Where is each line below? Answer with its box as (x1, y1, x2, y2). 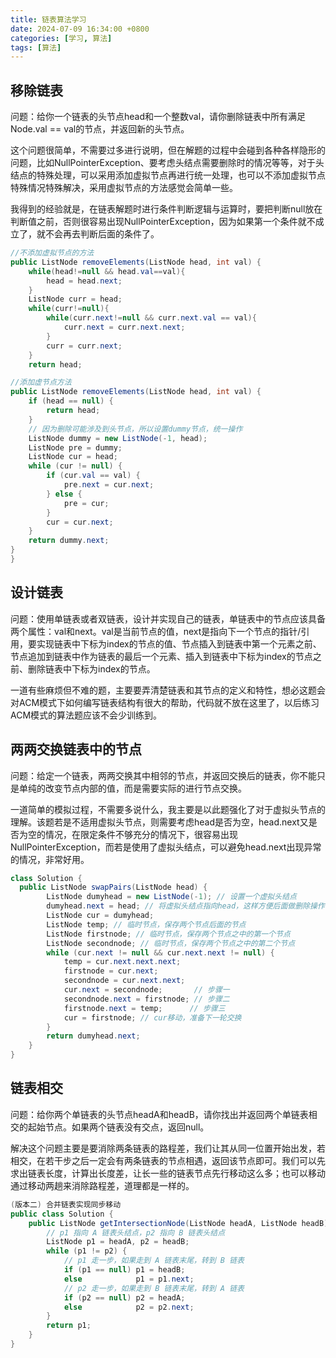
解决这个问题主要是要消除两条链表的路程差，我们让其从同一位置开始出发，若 (10, 1142, 326, 1154)
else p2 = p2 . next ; (63, 1302, 195, 1312)
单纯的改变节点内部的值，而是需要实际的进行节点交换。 (18, 782, 247, 794)
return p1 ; (46, 1321, 92, 1331)
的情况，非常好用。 (10, 853, 90, 865)
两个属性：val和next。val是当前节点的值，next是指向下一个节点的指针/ (10, 625, 302, 637)
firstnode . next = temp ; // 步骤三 (63, 1003, 226, 1013)
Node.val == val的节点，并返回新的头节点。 (10, 123, 190, 135)
